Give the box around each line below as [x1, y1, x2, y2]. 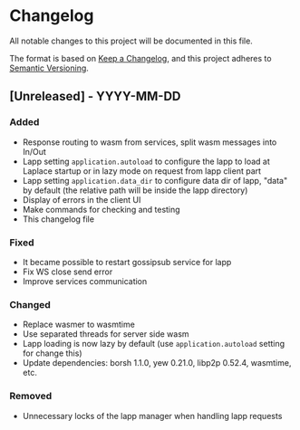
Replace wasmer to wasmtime [22, 319, 136, 330]
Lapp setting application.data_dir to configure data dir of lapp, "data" [22, 175, 288, 186]
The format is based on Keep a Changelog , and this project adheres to [9, 53, 272, 63]
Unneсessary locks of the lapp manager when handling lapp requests [22, 410, 283, 421]
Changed [9, 298, 52, 311]
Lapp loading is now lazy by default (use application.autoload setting [22, 339, 285, 349]
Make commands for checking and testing [22, 204, 180, 215]
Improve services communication [22, 275, 148, 286]
